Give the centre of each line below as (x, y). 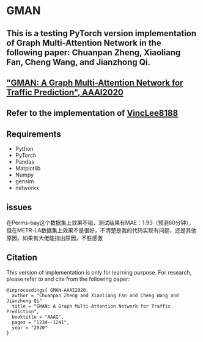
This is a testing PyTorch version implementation (102, 33)
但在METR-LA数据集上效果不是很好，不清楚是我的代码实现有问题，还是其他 (102, 230)
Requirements (34, 134)
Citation (22, 258)
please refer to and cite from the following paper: (68, 279)
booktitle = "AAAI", (38, 317)
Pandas (25, 162)
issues (19, 207)
